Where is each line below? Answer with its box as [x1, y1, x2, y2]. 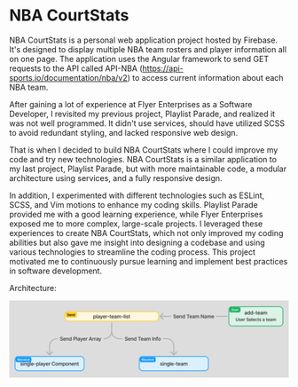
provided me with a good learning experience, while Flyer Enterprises [9, 209, 263, 219]
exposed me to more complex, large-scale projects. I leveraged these [9, 218, 263, 229]
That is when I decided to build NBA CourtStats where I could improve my [9, 144, 278, 155]
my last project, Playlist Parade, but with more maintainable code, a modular [9, 163, 287, 174]
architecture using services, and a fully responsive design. [9, 172, 223, 183]
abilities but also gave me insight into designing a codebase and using [9, 237, 266, 248]
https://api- [142, 63, 184, 74]
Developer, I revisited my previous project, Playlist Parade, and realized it [9, 108, 276, 119]
